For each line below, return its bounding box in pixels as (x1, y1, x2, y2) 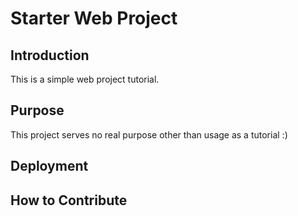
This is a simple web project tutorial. (10, 73, 160, 85)
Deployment (10, 158, 89, 175)
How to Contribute (10, 192, 128, 209)
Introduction (10, 47, 90, 64)
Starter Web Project (10, 7, 178, 30)
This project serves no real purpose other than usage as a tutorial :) (10, 128, 288, 141)
